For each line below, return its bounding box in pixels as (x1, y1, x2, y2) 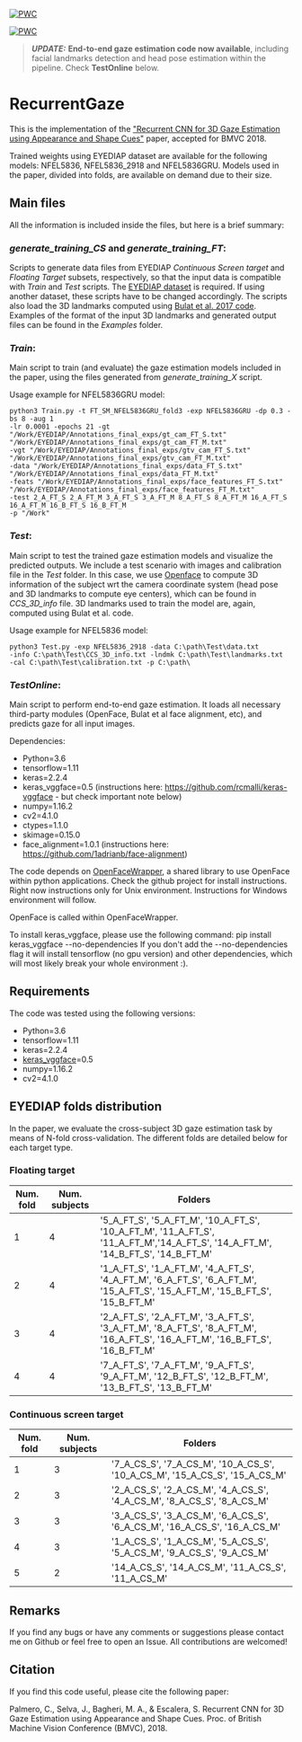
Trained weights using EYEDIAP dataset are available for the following (9, 150, 268, 161)
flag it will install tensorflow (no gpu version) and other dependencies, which (9, 948, 293, 959)
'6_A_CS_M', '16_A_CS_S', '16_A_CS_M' (111, 1521, 281, 1534)
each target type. (9, 1142, 74, 1153)
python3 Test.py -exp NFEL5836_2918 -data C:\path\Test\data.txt (9, 642, 259, 651)
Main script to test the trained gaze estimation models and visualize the (9, 550, 273, 561)
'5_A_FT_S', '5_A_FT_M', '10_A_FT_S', (100, 1214, 261, 1226)
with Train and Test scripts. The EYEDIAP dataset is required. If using (9, 281, 265, 292)
